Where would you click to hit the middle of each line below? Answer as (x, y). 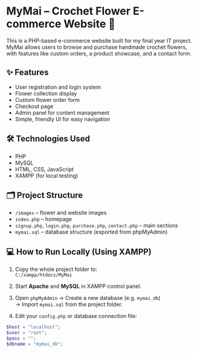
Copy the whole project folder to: (56, 269)
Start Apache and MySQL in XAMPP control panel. (78, 286)
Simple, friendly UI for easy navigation (62, 119)
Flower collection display (46, 93)
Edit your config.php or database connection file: (76, 316)
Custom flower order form (47, 100)
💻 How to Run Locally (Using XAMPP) (79, 252)
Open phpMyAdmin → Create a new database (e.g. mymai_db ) (88, 298)
